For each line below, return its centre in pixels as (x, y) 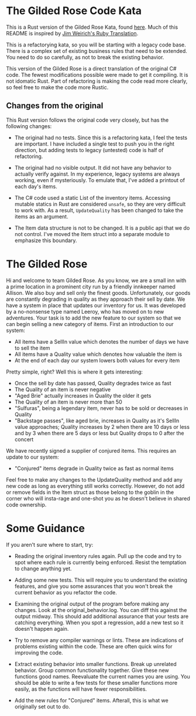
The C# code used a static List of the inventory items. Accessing (92, 197)
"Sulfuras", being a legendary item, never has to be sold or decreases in (101, 408)
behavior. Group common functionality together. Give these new (92, 670)
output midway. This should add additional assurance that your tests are (102, 616)
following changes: (29, 126)
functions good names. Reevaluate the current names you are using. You (102, 676)
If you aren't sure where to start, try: (50, 544)
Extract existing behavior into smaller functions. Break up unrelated (95, 664)
